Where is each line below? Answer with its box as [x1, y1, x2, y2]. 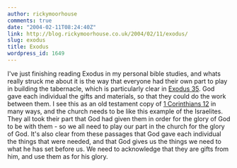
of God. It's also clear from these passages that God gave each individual [7, 129, 221, 138]
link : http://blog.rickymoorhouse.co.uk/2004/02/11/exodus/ [7, 30, 189, 38]
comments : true [7, 17, 52, 24]
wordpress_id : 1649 [7, 50, 65, 57]
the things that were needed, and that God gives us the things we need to [7, 137, 221, 145]
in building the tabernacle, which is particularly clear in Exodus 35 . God [7, 84, 215, 93]
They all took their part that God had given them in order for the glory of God [7, 114, 231, 123]
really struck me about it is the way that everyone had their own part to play [7, 77, 228, 85]
